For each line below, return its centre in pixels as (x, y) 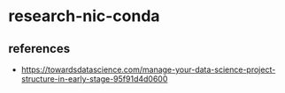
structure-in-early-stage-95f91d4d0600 (94, 79)
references (39, 49)
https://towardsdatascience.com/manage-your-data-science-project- (148, 69)
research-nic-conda (84, 16)
